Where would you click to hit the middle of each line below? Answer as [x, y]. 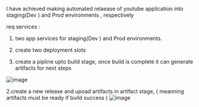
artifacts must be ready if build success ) [57, 98]
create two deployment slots [50, 50]
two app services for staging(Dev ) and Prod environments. [89, 38]
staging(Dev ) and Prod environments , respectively [70, 15]
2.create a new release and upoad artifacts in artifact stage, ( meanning [95, 91]
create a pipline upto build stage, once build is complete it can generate [104, 62]
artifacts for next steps [43, 68]
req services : [23, 27]
